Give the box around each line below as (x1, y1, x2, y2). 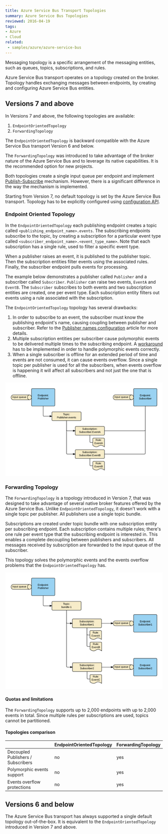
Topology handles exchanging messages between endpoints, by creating (5, 80, 156, 86)
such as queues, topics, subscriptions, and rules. (5, 65, 106, 71)
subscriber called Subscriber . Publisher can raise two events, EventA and (5, 279, 156, 285)
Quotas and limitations (5, 696, 53, 702)
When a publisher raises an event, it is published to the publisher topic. (5, 253, 151, 259)
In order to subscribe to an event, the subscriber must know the (12, 314, 144, 320)
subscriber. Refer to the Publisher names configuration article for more (12, 325, 158, 331)
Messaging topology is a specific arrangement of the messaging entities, (5, 59, 155, 65)
